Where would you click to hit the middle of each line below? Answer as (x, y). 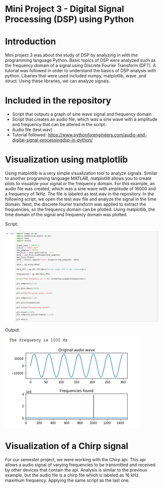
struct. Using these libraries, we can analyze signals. (58, 81)
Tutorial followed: (29, 135)
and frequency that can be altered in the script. (59, 125)
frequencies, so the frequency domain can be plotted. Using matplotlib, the (80, 209)
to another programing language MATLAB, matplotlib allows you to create (78, 178)
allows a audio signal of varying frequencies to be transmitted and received (80, 465)
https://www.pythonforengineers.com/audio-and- (97, 135)
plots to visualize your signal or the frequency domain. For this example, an (80, 183)
